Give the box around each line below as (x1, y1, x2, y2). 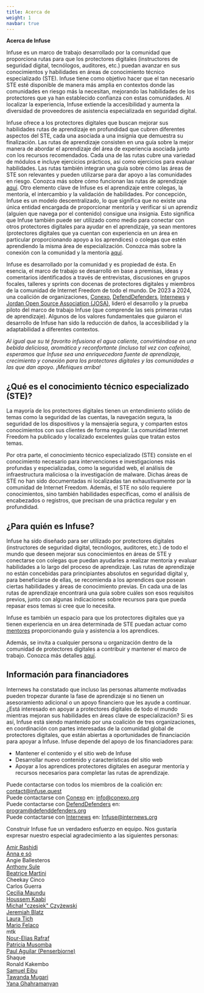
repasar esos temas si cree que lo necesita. (6, 603, 116, 609)
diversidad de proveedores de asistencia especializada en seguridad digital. (6, 108, 197, 115)
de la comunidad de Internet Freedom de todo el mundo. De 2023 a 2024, (6, 287, 192, 294)
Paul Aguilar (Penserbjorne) (6, 947, 76, 955)
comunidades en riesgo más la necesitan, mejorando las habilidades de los (6, 88, 195, 95)
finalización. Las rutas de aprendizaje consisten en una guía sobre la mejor (6, 139, 194, 146)
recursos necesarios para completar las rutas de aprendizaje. (15, 769, 169, 776)
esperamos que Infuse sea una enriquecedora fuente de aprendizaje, (6, 351, 181, 358)
